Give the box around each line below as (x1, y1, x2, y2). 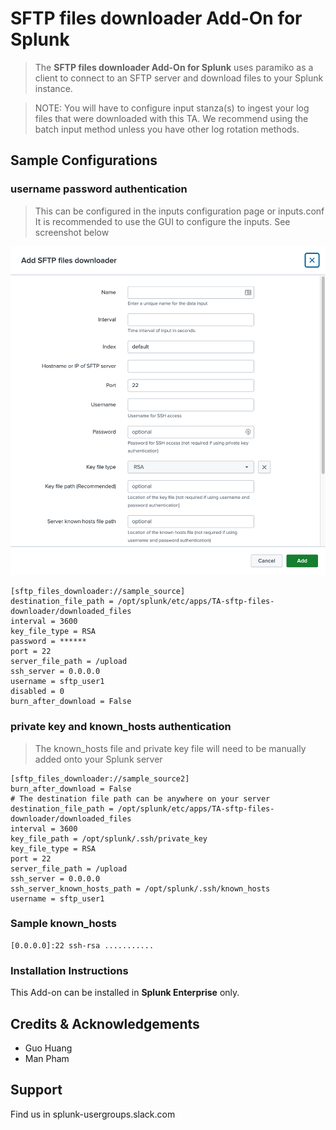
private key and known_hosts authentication (10, 720, 232, 734)
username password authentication (10, 182, 188, 196)
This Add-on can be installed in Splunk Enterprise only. (10, 987, 240, 999)
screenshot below (34, 226, 110, 238)
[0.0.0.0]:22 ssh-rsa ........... (10, 940, 155, 951)
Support (10, 1082, 63, 1099)
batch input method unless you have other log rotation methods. (34, 123, 300, 135)
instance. (34, 82, 73, 94)
